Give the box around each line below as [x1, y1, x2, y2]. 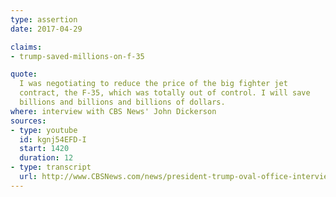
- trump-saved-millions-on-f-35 [10, 51, 145, 61]
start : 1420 [19, 144, 70, 154]
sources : [10, 116, 47, 126]
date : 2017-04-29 [10, 24, 83, 34]
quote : [10, 69, 38, 80]
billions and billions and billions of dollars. [19, 97, 226, 107]
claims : [10, 42, 43, 52]
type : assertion [10, 14, 78, 25]
